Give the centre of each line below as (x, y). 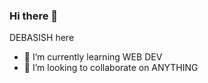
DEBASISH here (42, 38)
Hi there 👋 (34, 16)
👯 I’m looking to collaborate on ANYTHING (111, 68)
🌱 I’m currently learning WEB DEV (93, 57)
